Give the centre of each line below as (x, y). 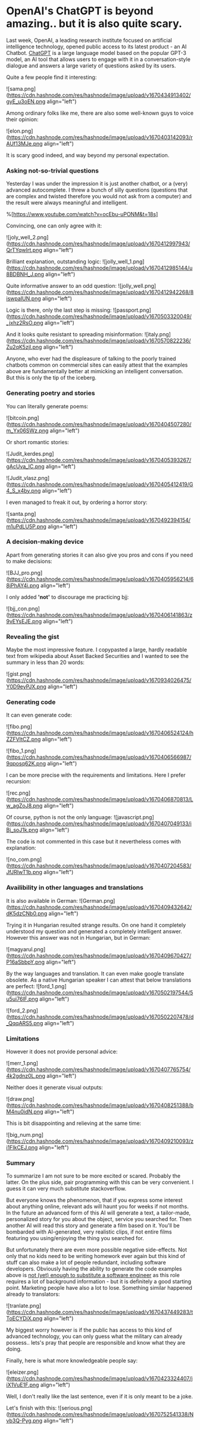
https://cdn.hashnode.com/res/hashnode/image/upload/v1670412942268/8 (101, 292)
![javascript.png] (134, 817)
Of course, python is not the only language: (59, 817)
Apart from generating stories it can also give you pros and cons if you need (100, 555)
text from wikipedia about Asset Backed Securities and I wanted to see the (97, 656)
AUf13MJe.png (24, 143)
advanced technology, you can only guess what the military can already (94, 1336)
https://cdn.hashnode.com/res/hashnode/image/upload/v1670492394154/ (99, 520)
